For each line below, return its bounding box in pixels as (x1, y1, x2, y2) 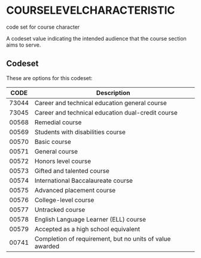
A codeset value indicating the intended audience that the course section (6, 35, 187, 42)
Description (96, 88, 130, 97)
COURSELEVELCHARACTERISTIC (6, 4, 175, 17)
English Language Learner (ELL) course (34, 215, 147, 223)
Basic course (34, 137, 72, 146)
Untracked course (34, 205, 86, 214)
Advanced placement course (34, 186, 116, 194)
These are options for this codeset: (6, 74, 93, 81)
